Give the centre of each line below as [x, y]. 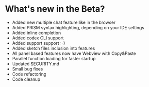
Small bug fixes [27, 69]
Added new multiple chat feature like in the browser [64, 22]
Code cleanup [26, 79]
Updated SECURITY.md [36, 64]
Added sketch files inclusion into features [53, 48]
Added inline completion [36, 33]
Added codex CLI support [38, 38]
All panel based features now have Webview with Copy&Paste [74, 53]
